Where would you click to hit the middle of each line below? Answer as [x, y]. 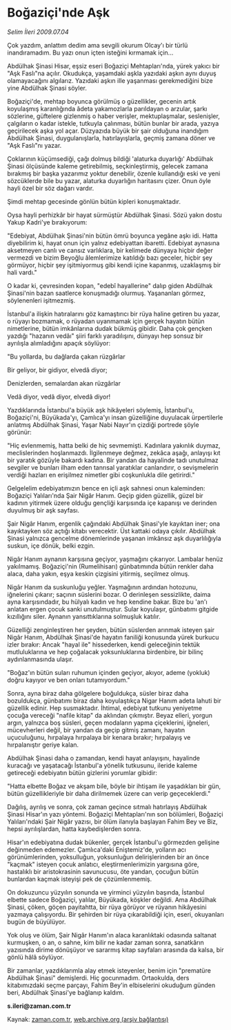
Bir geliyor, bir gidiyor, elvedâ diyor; [58, 370]
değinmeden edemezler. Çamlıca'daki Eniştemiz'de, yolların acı [97, 849]
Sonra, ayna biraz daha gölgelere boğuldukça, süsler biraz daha [98, 693]
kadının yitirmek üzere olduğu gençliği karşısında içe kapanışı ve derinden [112, 503]
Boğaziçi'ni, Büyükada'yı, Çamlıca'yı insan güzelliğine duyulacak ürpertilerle [115, 417]
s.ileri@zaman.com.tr [39, 1006]
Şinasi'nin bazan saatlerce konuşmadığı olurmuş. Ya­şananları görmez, [106, 293]
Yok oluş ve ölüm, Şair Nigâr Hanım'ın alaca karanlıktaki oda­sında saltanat [112, 935]
